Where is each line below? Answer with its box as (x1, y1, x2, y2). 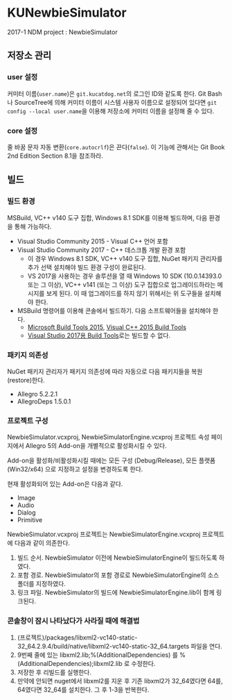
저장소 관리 (7, 50, 52, 62)
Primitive (17, 516, 43, 524)
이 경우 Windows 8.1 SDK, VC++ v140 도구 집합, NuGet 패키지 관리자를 (27, 254, 223, 262)
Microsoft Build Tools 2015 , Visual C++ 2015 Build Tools (27, 323, 187, 331)
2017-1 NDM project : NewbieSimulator (7, 28, 118, 36)
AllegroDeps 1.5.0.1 (17, 397, 71, 406)
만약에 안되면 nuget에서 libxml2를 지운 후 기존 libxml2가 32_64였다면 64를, (17, 676, 223, 685)
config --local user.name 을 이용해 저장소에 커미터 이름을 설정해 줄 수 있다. (7, 106, 215, 115)
